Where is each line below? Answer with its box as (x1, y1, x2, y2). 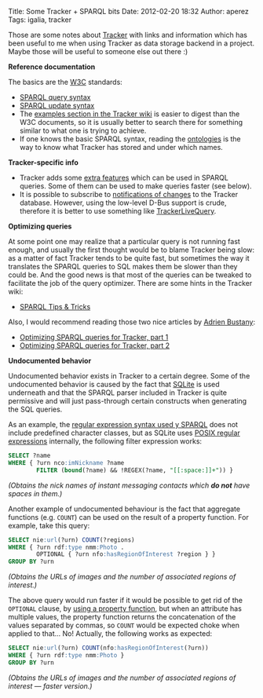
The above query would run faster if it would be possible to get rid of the (8, 596, 243, 605)
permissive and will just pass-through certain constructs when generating (8, 397, 247, 405)
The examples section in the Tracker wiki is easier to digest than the (19, 109, 240, 119)
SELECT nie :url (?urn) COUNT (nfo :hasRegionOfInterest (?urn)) (8, 644, 210, 652)
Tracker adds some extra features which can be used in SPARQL (19, 173, 229, 182)
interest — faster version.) (8, 681, 93, 690)
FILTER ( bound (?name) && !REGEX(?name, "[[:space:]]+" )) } (36, 466, 234, 474)
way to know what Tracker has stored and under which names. (19, 143, 224, 152)
